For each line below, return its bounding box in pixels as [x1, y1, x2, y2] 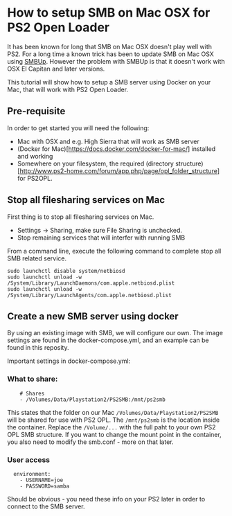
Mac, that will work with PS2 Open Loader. [7, 85, 129, 94]
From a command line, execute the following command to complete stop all [7, 247, 222, 255]
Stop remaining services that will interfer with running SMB [17, 233, 186, 242]
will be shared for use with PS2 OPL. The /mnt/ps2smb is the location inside [7, 416, 220, 424]
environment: [13, 470, 51, 477]
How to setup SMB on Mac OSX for [7, 5, 211, 21]
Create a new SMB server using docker [7, 310, 179, 322]
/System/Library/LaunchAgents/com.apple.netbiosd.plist [7, 292, 172, 299]
